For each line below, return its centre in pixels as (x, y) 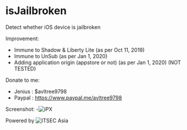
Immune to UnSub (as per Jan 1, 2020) (61, 56)
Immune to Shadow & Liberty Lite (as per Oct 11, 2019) (79, 50)
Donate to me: (23, 80)
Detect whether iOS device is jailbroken (53, 27)
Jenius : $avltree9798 (40, 91)
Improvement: (22, 38)
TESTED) (25, 68)
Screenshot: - (22, 109)
